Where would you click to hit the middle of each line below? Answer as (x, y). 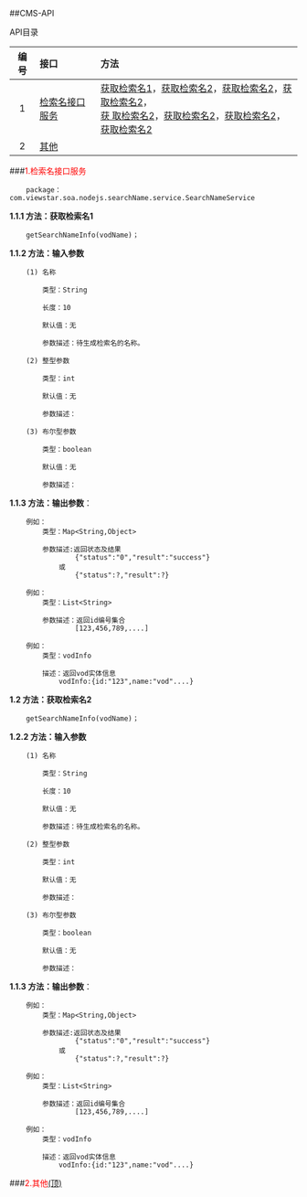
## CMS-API (32, 13)
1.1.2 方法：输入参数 (47, 253)
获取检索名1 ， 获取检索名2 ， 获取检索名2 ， (191, 88)
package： (44, 190)
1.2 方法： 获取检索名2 (51, 700)
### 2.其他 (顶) (36, 1183)
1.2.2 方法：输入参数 (48, 737)
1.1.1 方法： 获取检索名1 (52, 216)
